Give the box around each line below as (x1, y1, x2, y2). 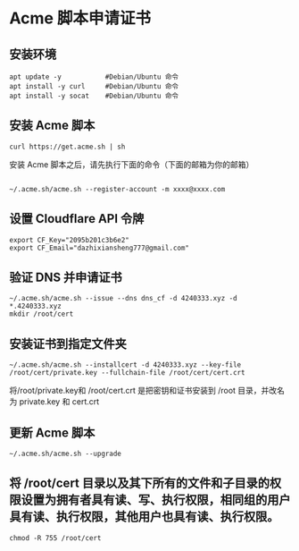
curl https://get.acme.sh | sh (9, 142, 126, 151)
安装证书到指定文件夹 (9, 336, 127, 352)
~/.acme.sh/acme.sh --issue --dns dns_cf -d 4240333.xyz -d (9, 294, 238, 303)
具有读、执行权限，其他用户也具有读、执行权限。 (9, 509, 279, 524)
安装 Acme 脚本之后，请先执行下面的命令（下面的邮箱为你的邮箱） (9, 158, 254, 170)
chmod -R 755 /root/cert (9, 533, 102, 542)
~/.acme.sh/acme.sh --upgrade (9, 449, 122, 459)
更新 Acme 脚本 (9, 425, 96, 440)
